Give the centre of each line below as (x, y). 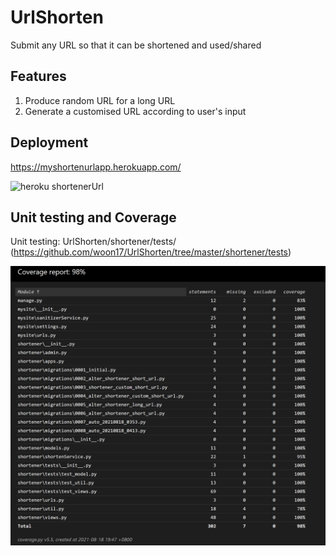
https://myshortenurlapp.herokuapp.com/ (96, 167)
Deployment (49, 142)
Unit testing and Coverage (93, 217)
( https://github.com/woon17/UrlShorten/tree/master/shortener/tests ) (151, 252)
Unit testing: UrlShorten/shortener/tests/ (93, 242)
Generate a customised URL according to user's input (135, 111)
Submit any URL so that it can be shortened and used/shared (136, 45)
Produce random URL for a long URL (100, 100)
